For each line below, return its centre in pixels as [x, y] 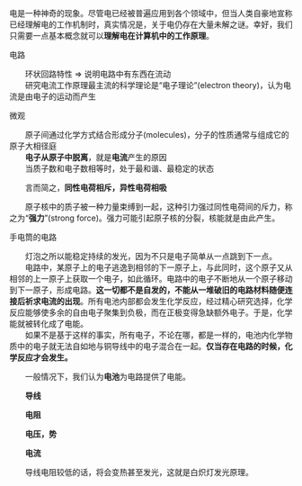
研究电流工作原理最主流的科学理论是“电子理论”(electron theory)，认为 [155, 85]
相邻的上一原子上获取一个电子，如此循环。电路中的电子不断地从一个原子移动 [151, 279]
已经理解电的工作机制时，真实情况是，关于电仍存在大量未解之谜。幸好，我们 [151, 24]
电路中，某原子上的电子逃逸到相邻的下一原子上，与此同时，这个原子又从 [159, 267]
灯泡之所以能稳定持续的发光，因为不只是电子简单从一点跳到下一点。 [151, 256]
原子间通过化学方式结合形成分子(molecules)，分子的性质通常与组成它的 [157, 135]
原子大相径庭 [33, 146]
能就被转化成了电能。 [49, 324]
